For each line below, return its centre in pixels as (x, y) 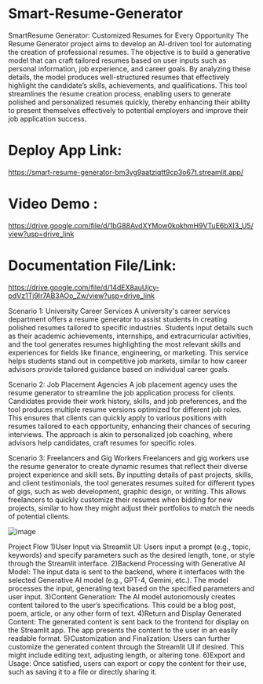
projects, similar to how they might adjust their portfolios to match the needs (131, 508)
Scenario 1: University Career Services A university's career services (119, 311)
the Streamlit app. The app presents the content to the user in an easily (123, 630)
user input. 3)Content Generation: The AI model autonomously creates (122, 596)
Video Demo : (53, 204)
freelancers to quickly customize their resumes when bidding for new (121, 500)
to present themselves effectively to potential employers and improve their (128, 110)
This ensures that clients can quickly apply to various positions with (118, 417)
